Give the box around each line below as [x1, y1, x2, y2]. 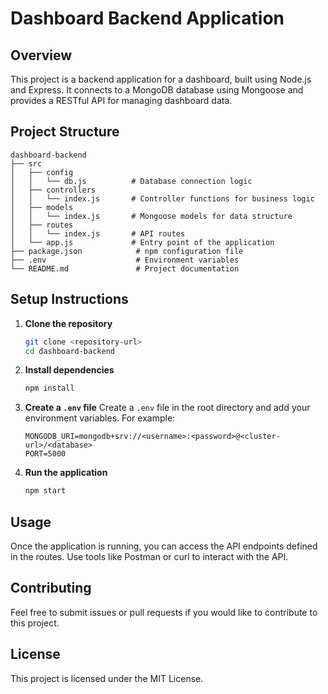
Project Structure [10, 123, 120, 141]
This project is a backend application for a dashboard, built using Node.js [10, 73, 312, 85]
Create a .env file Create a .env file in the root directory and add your [24, 402, 311, 414]
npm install [24, 383, 75, 394]
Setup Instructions [10, 291, 129, 308]
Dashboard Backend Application [10, 7, 285, 30]
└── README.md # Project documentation [10, 263, 240, 274]
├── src [10, 158, 43, 169]
